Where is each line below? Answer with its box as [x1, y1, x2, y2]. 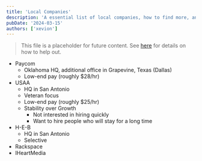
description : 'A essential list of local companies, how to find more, [6, 14, 189, 20]
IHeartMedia [14, 150, 46, 157]
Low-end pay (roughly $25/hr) [23, 99, 100, 106]
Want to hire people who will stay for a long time [32, 118, 153, 125]
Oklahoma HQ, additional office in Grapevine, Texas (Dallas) [23, 67, 173, 74]
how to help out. [20, 49, 62, 56]
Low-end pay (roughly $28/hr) [23, 73, 100, 80]
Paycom [14, 60, 35, 67]
